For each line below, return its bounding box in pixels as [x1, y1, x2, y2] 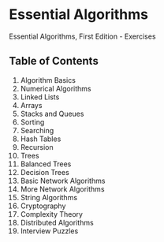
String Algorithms [20, 192, 78, 202]
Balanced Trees [20, 159, 72, 169]
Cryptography [20, 201, 66, 210]
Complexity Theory [20, 209, 84, 218]
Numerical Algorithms [20, 84, 91, 93]
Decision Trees [20, 167, 69, 177]
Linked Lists [20, 92, 60, 102]
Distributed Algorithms [20, 218, 94, 227]
